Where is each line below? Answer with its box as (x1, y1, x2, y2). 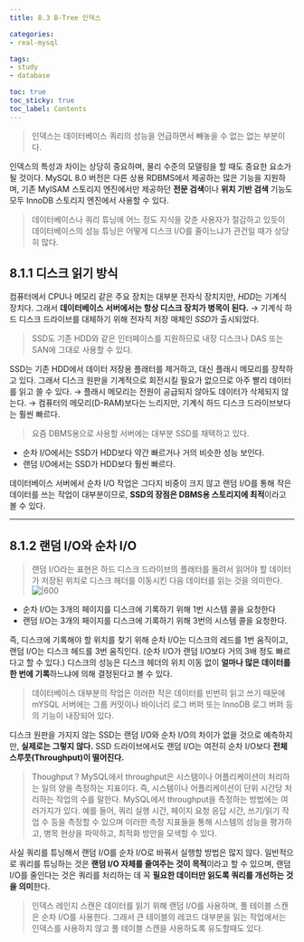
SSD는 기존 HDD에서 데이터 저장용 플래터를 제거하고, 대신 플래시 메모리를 (9, 364, 270, 375)
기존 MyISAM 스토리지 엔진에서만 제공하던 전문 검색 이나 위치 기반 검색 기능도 (21, 183, 293, 195)
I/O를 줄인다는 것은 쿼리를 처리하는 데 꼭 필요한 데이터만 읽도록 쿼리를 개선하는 (9, 870, 285, 880)
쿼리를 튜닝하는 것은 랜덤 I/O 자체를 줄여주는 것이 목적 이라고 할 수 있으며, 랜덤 (18, 859, 291, 870)
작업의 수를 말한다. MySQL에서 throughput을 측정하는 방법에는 (55, 794, 279, 805)
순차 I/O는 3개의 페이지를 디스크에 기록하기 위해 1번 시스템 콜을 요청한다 (22, 604, 276, 615)
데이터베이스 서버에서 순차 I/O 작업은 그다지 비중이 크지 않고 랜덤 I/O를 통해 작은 (9, 478, 292, 489)
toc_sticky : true (9, 96, 75, 105)
